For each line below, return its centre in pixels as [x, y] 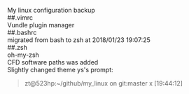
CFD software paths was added [53, 62]
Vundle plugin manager [41, 25]
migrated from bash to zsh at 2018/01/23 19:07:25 [79, 40]
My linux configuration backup [51, 10]
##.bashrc [22, 32]
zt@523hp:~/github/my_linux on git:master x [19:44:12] [104, 83]
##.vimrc [20, 18]
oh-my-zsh [23, 55]
